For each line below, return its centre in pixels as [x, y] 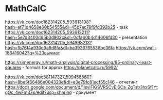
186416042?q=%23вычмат [32, 53]
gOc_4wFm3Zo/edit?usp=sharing [38, 92]
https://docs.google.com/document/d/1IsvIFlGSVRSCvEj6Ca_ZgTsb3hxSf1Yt [81, 87]
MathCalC [26, 8]
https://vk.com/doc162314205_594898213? [49, 42]
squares [13, 67]
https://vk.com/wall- [136, 48]
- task [122, 27]
